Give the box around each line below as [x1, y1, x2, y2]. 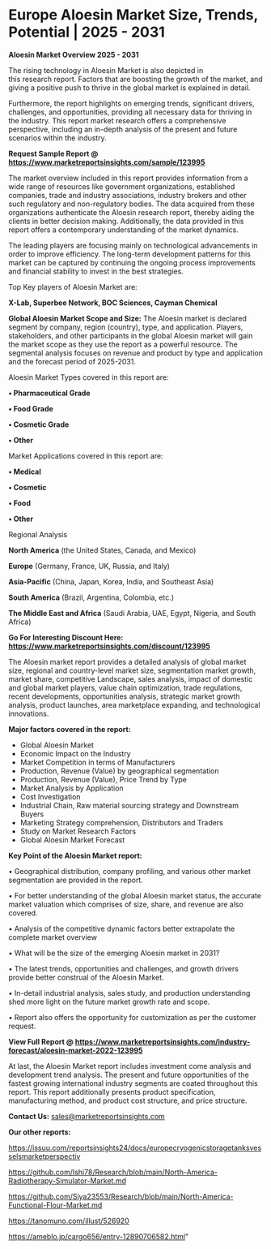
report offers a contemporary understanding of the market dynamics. [8, 225, 239, 235]
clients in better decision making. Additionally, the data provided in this [8, 216, 244, 226]
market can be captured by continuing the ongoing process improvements [8, 257, 256, 267]
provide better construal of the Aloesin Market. [8, 972, 164, 982]
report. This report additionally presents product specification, [8, 1087, 216, 1096]
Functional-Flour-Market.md [8, 1199, 103, 1210]
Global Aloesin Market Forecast [19, 834, 125, 845]
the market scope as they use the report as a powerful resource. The [8, 339, 238, 349]
